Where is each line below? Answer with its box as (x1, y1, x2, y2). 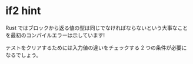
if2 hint (5, 4, 41, 18)
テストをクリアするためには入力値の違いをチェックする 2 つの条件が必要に (5, 44, 187, 51)
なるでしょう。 (5, 51, 42, 58)
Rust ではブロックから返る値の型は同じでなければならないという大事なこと (5, 24, 188, 31)
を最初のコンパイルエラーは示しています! (5, 31, 105, 39)
